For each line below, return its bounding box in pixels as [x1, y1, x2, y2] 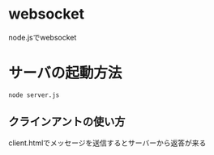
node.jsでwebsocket [8, 32, 77, 42]
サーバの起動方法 [8, 64, 122, 82]
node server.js [8, 90, 60, 99]
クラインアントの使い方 [8, 115, 126, 129]
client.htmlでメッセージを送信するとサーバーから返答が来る [8, 138, 207, 148]
